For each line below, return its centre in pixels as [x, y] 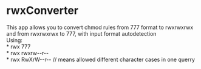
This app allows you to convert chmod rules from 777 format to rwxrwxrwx [100, 27]
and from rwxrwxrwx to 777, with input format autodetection [81, 33]
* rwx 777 [19, 47]
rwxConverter [43, 11]
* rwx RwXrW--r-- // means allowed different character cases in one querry [101, 59]
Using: [15, 40]
